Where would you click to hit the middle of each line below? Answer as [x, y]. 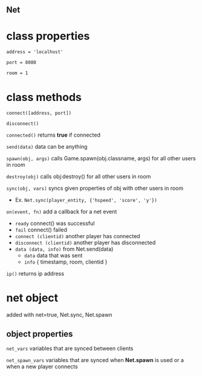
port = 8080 [21, 63]
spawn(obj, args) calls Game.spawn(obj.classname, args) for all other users [101, 158]
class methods [44, 97]
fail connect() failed [41, 230]
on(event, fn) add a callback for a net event [62, 212]
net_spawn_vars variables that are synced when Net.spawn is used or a [95, 360]
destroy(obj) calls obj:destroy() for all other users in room [79, 177]
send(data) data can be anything [47, 147]
